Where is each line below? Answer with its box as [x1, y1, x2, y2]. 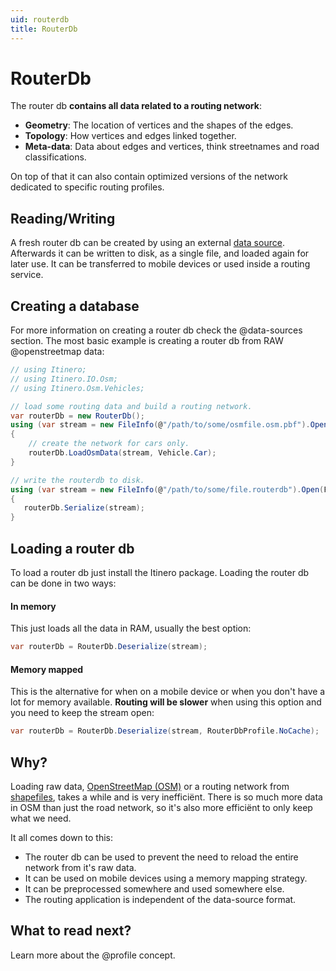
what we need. [10, 812, 72, 824]
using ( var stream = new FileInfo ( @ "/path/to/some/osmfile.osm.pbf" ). [10, 420, 311, 430]
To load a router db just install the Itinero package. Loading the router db [10, 567, 310, 578]
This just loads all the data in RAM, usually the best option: [10, 622, 252, 635]
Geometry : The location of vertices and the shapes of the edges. [24, 119, 294, 131]
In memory [10, 600, 57, 612]
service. [10, 269, 44, 281]
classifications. [24, 151, 87, 163]
